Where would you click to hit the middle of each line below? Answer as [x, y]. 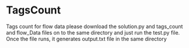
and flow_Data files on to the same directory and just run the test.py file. [93, 32]
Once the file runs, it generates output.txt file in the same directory [86, 39]
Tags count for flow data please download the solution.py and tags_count [94, 26]
